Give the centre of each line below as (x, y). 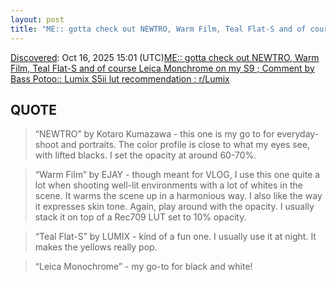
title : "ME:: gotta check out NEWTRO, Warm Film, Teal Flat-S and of (158, 29)
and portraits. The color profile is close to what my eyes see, (185, 145)
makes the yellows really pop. (96, 247)
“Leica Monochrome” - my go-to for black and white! (143, 267)
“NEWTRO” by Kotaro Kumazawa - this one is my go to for (154, 134)
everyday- (298, 134)
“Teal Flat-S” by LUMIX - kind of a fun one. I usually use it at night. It (175, 237)
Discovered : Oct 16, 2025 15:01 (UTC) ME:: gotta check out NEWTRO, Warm (165, 57)
